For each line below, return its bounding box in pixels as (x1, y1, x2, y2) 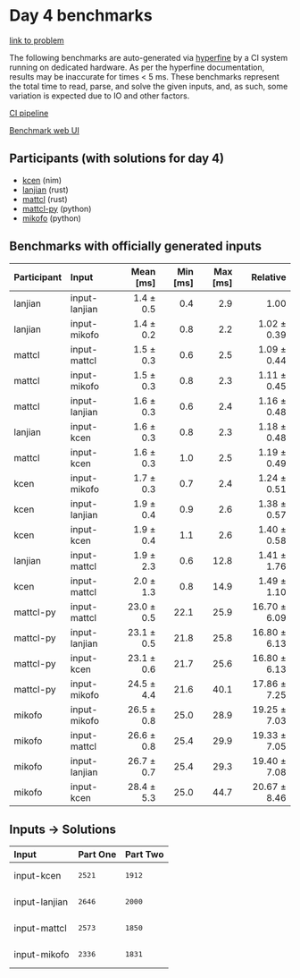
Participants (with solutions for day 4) (9, 151, 225, 166)
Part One (78, 848, 117, 861)
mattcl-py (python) (21, 203, 92, 214)
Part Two (124, 848, 164, 861)
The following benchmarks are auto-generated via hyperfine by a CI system (9, 52, 288, 63)
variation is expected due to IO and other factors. (9, 90, 190, 101)
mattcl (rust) (21, 193, 69, 204)
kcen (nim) (21, 174, 62, 185)
